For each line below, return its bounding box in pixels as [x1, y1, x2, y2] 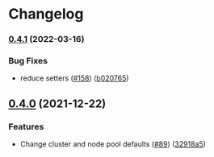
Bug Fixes [8, 56, 48, 67]
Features [8, 121, 44, 132]
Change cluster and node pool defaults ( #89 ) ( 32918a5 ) [19, 139, 206, 149]
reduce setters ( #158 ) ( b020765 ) [19, 73, 129, 83]
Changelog [8, 5, 84, 23]
